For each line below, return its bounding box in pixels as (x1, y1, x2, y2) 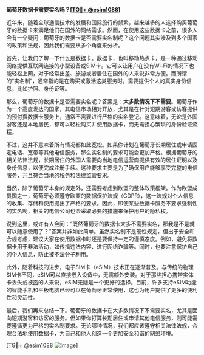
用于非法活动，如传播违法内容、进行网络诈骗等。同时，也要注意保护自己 (16, 243, 198, 250)
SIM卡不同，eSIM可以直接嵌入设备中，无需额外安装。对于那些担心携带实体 (6, 271, 194, 278)
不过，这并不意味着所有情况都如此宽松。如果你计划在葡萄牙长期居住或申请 (6, 141, 192, 148)
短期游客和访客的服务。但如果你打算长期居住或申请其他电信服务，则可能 (11, 314, 192, 322)
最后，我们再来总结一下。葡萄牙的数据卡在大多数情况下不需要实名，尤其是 (6, 307, 192, 314)
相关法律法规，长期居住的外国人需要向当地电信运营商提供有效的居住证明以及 (6, 156, 198, 164)
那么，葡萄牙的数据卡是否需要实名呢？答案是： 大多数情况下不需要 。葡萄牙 (6, 98, 192, 105)
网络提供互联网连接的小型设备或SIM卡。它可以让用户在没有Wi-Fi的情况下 (6, 62, 189, 69)
